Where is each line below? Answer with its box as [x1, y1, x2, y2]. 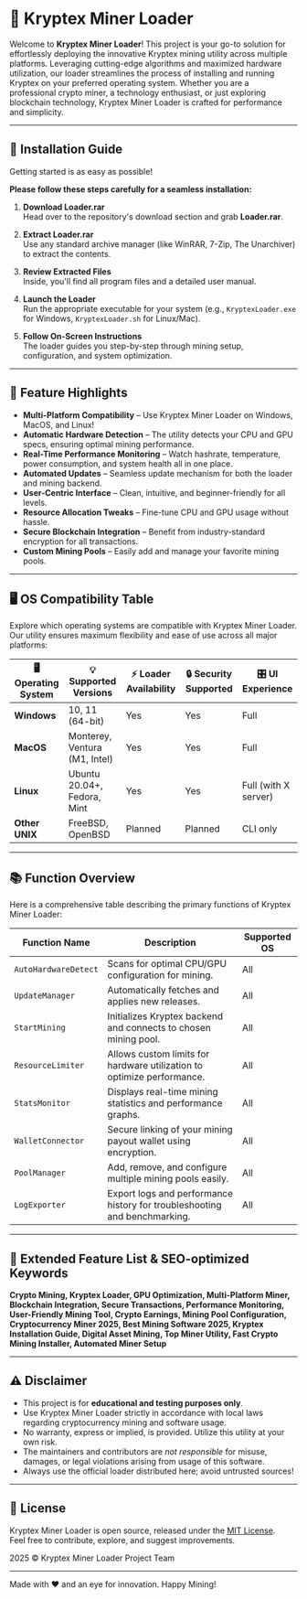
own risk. [22, 1436, 58, 1447]
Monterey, [68, 730, 112, 743]
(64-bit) [68, 715, 105, 728]
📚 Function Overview [9, 870, 135, 885]
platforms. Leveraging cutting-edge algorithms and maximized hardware [9, 58, 282, 69]
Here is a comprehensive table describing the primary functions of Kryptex [9, 899, 291, 910]
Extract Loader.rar [22, 229, 94, 240]
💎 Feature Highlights [9, 385, 128, 401]
